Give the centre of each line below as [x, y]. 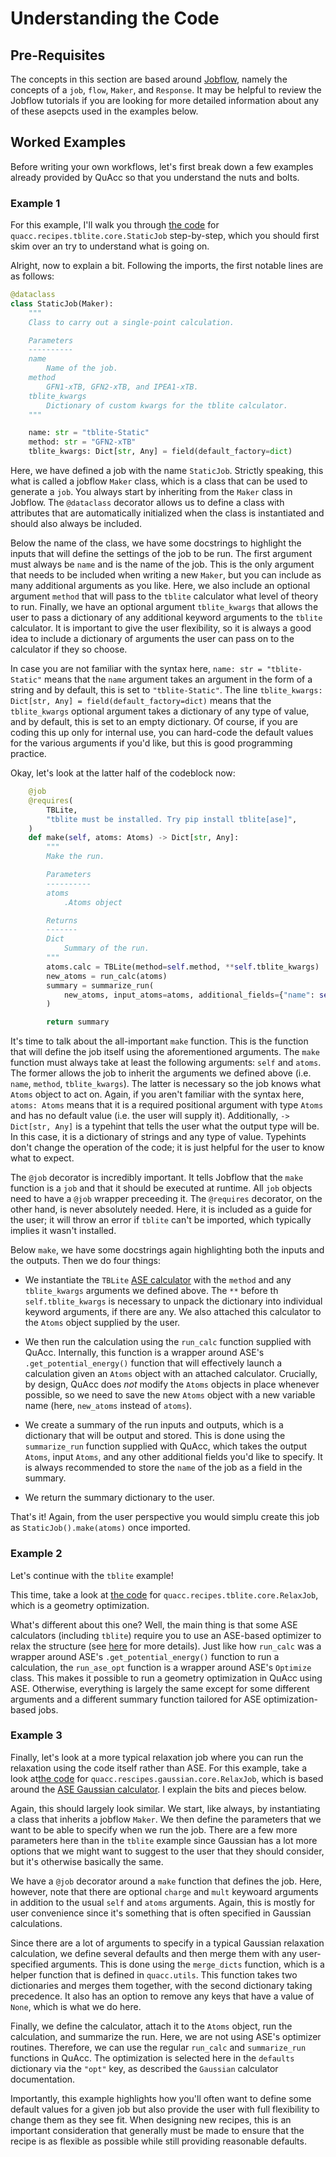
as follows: [32, 276]
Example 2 [36, 1554]
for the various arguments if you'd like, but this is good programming [151, 743]
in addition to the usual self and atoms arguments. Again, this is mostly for [163, 1902]
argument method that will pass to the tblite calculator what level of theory [164, 596]
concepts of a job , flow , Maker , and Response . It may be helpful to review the [166, 90]
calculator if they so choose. [69, 649]
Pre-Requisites [58, 55]
